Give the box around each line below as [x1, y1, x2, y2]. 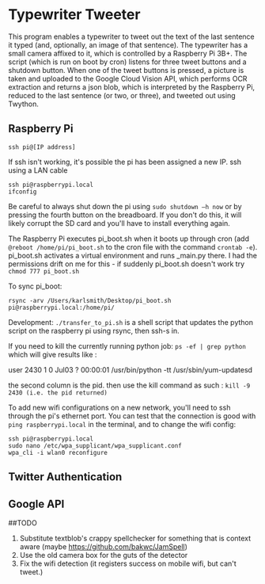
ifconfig [8, 188, 37, 196]
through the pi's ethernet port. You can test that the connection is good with [8, 410, 256, 421]
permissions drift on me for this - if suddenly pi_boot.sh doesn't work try [8, 259, 245, 269]
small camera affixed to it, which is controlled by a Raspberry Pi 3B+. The [8, 48, 248, 58]
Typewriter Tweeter [8, 6, 141, 24]
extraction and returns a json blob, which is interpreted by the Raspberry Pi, [8, 82, 256, 92]
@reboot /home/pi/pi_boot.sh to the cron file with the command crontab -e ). [8, 242, 258, 251]
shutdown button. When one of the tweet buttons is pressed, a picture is [8, 65, 244, 74]
